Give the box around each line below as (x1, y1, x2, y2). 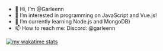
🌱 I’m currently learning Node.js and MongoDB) (14, 18, 130, 25)
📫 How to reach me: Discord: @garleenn (14, 25, 116, 32)
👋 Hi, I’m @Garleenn (14, 6, 64, 12)
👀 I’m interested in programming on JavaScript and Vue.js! (14, 12, 157, 19)
